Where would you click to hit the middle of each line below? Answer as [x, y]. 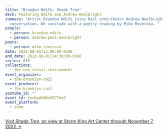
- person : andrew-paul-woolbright [45, 38]
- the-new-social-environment [41, 70]
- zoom [16, 107]
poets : [12, 42]
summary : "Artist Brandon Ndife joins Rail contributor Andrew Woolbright [85, 19]
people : [13, 28]
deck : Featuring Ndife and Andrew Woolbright [53, 14]
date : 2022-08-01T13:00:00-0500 [39, 51]
